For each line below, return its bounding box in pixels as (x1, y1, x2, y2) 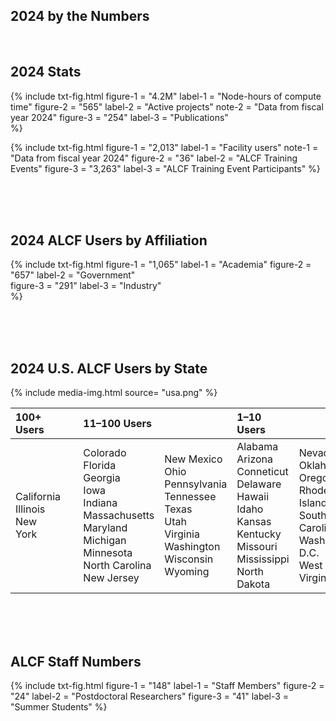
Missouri (236, 540, 278, 554)
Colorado (83, 446, 127, 460)
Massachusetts (83, 509, 155, 523)
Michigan (83, 534, 127, 548)
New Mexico (164, 452, 223, 466)
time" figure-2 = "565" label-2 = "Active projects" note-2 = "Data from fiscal (10, 100, 324, 113)
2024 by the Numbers (10, 8, 150, 25)
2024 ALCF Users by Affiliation (10, 232, 208, 249)
